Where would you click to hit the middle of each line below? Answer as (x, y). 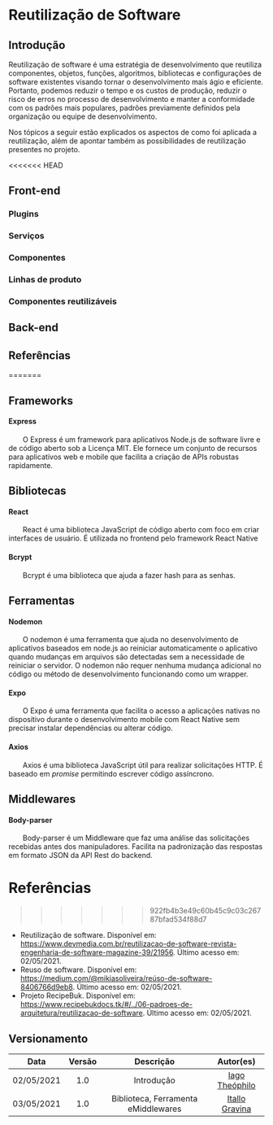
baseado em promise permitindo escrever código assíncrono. (111, 773)
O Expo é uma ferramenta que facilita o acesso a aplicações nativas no (142, 711)
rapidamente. (30, 465)
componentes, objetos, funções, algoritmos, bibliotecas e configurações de (135, 73)
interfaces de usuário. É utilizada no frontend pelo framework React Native (133, 538)
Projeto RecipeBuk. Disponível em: (78, 996)
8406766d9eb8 (46, 987)
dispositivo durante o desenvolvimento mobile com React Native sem (124, 720)
